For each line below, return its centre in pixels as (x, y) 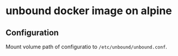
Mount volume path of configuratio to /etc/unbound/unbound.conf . (87, 47)
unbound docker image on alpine (89, 11)
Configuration (32, 33)
